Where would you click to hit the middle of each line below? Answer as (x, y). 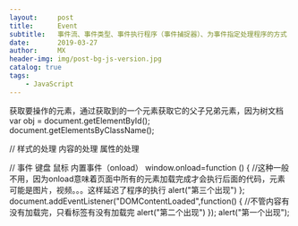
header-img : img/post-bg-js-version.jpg (86, 59)
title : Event (43, 26)
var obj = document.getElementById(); (80, 121)
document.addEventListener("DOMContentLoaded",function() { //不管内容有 (149, 201)
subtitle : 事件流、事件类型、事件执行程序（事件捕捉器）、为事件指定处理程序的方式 (149, 34)
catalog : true (36, 68)
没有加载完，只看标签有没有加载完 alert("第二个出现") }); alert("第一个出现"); (149, 212)
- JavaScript (50, 84)
